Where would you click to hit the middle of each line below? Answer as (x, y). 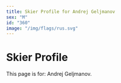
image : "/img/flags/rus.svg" (42, 28)
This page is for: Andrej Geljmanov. (49, 74)
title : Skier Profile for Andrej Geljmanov (61, 12)
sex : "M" (17, 17)
